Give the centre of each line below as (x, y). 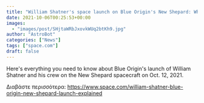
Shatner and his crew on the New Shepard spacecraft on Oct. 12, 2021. (95, 75)
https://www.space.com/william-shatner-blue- (125, 87)
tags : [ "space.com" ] (32, 46)
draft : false (23, 51)
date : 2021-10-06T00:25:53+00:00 (49, 18)
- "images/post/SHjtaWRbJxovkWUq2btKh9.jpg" (69, 29)
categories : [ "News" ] (34, 40)
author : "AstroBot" (31, 35)
